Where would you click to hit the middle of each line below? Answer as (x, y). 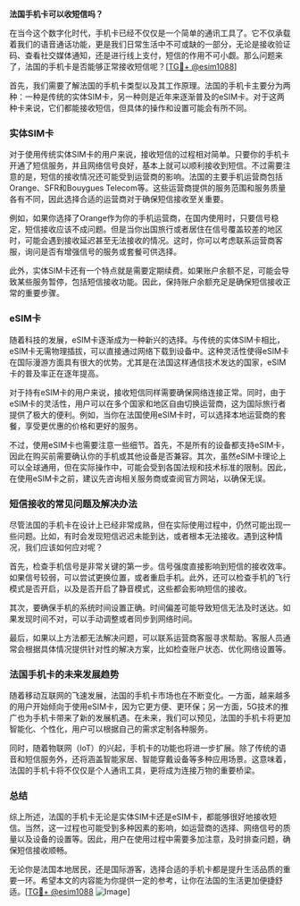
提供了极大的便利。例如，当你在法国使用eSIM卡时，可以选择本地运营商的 (144, 414)
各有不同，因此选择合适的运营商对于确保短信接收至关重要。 (119, 199)
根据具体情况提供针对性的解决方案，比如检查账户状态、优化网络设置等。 (158, 648)
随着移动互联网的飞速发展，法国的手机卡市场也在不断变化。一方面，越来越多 (150, 696)
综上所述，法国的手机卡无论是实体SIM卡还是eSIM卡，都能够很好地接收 (139, 817)
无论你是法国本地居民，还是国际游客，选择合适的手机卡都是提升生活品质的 (146, 869)
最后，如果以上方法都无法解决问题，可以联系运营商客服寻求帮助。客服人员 (146, 638)
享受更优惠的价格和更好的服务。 (83, 426)
